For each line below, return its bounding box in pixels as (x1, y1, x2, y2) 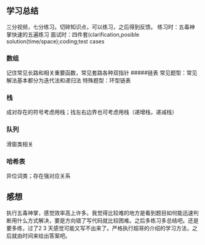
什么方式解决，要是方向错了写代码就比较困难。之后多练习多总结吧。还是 (16, 216, 199, 224)
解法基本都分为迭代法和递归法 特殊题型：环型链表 (6, 77, 131, 84)
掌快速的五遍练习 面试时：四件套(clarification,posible (6, 31, 140, 38)
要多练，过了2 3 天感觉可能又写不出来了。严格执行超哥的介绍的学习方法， (6, 224, 193, 232)
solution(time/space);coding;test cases (6, 37, 105, 45)
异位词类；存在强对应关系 (6, 172, 71, 179)
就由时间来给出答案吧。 (11, 232, 71, 240)
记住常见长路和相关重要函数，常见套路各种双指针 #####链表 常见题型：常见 (6, 69, 198, 76)
